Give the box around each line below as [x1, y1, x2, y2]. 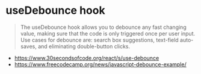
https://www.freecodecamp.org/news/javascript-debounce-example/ [14, 61, 187, 68]
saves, [20, 43, 37, 50]
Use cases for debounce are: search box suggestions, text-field [20, 36, 179, 43]
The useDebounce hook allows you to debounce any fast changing [20, 23, 187, 31]
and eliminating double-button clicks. [37, 43, 131, 50]
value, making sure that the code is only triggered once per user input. [20, 29, 196, 37]
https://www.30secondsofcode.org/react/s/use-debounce [14, 54, 159, 61]
